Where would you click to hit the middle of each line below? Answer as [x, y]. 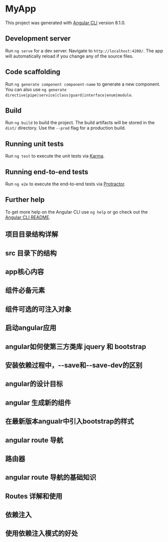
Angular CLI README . [28, 217]
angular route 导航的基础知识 [51, 477]
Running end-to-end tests [47, 172]
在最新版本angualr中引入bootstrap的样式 [70, 421]
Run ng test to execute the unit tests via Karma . [55, 156]
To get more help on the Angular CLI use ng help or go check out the [76, 212]
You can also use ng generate [36, 89]
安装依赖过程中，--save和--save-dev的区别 [74, 365]
